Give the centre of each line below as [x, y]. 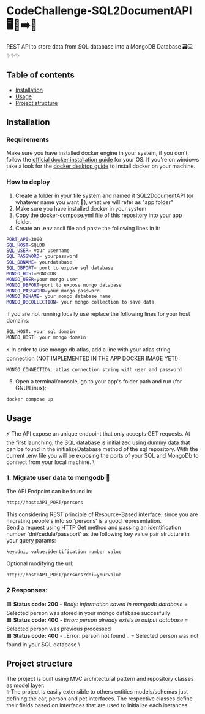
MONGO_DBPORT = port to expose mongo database [64, 285]
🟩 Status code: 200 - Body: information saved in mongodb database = [97, 604]
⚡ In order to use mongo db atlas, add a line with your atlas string [88, 349]
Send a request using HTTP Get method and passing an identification [94, 527]
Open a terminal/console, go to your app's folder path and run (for [99, 381]
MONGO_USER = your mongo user [42, 279]
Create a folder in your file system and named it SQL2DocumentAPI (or [104, 195]
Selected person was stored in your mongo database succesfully [88, 613]
